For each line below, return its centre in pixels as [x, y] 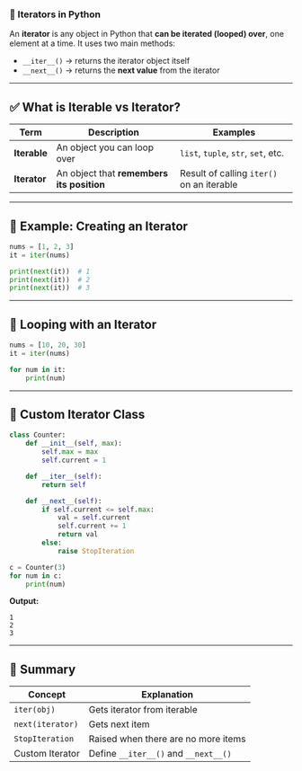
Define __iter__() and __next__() [160, 754]
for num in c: [36, 576]
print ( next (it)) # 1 [50, 271]
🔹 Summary [43, 669]
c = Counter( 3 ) [38, 567]
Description [114, 132]
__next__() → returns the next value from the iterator [121, 70]
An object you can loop [105, 147]
